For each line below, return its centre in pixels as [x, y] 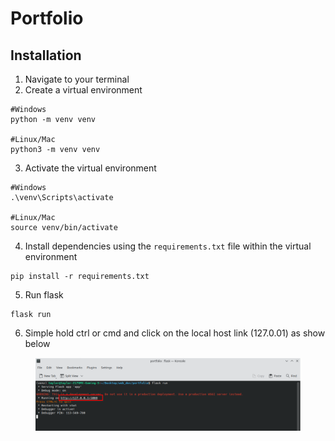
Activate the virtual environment [90, 168]
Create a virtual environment [83, 90]
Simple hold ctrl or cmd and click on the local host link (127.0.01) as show [175, 333]
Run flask [44, 295]
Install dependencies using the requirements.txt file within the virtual [168, 246]
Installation [46, 55]
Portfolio [47, 18]
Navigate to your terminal [77, 79]
